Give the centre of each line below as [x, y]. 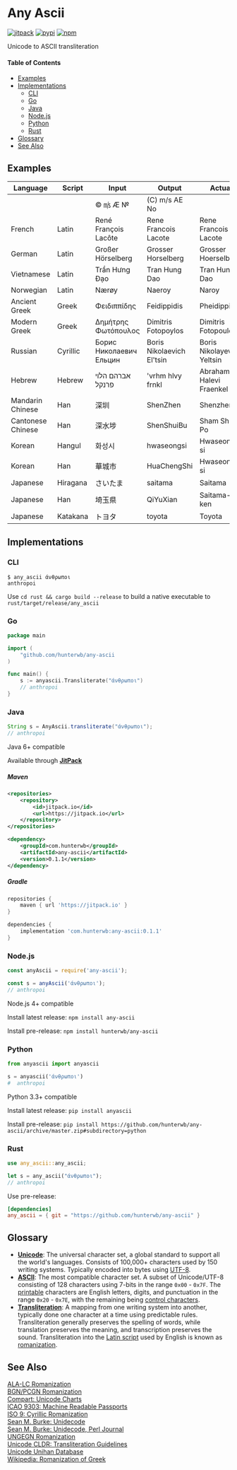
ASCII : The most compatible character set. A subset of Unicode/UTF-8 [121, 1277]
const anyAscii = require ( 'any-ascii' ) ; [68, 971]
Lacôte [107, 238]
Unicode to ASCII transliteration [53, 46]
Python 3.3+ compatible [42, 1097]
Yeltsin [211, 360]
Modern [24, 322]
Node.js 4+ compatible [41, 1003]
